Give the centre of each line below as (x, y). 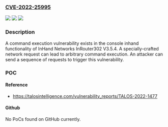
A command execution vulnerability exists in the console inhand (72, 43)
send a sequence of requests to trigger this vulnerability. (65, 59)
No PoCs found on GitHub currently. (43, 119)
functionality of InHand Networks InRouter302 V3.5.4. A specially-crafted (82, 48)
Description (20, 32)
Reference (17, 85)
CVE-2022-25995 (28, 7)
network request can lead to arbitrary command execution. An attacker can (84, 54)
